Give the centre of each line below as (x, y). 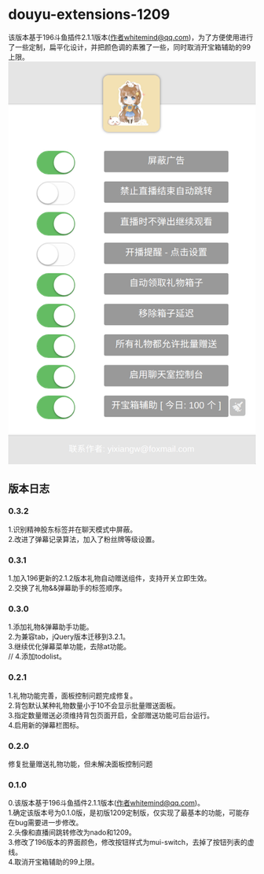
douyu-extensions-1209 (89, 15)
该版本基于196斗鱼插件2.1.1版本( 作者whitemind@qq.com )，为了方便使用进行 (131, 37)
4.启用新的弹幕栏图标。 (46, 725)
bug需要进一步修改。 (49, 823)
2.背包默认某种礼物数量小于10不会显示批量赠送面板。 (94, 705)
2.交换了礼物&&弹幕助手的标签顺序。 (68, 588)
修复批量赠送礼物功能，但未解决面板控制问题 (81, 764)
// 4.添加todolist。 (37, 656)
